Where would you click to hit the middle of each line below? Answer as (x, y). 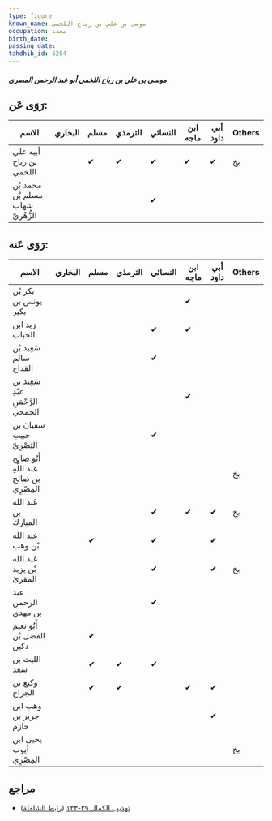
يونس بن (28, 301)
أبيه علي (26, 152)
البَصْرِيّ (25, 445)
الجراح (23, 693)
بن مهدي (27, 613)
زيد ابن (24, 325)
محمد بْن (27, 185)
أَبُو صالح (27, 458)
